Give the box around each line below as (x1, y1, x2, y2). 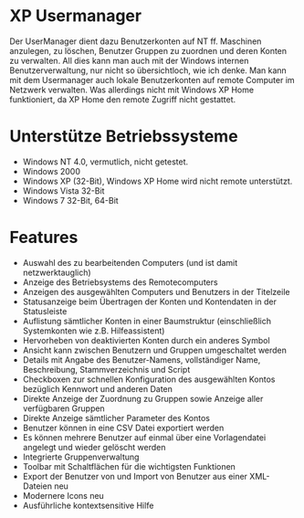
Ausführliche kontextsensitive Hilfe (22, 500, 154, 511)
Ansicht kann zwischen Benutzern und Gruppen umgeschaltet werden (22, 344, 288, 355)
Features (9, 227, 79, 248)
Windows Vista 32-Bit (22, 185, 105, 196)
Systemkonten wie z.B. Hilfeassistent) (22, 325, 165, 336)
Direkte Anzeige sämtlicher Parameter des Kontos (22, 412, 210, 423)
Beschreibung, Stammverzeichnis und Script (22, 364, 191, 375)
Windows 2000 (22, 165, 80, 176)
